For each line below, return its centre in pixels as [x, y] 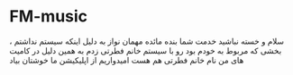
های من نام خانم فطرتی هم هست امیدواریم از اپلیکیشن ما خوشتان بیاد [127, 60]
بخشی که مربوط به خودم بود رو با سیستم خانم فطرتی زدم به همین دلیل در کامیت [146, 50]
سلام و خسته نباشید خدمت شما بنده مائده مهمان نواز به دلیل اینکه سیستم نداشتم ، [146, 41]
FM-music [49, 17]
